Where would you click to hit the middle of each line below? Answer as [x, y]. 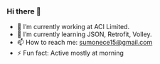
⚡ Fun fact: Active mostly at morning [70, 53]
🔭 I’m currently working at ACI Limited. [73, 27]
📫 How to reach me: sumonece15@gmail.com [85, 43]
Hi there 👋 [24, 11]
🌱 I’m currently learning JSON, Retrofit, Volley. [84, 34]
